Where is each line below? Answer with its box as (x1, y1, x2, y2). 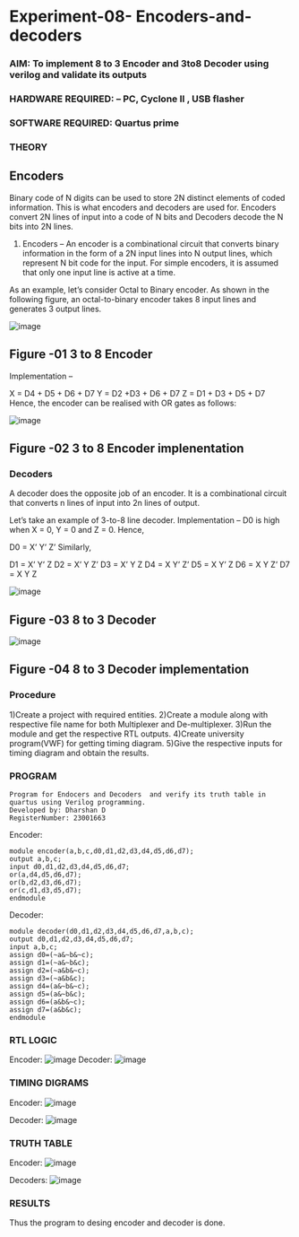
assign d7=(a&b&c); (9, 1005, 82, 1015)
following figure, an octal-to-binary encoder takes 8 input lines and (9, 293, 257, 304)
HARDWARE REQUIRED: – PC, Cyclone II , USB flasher (9, 92, 244, 105)
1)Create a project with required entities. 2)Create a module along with (9, 709, 269, 719)
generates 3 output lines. (9, 303, 102, 314)
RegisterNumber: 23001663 (9, 814, 106, 823)
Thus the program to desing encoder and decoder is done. (9, 1217, 226, 1228)
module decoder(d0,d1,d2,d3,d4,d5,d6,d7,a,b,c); (9, 927, 194, 936)
